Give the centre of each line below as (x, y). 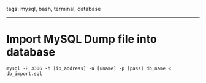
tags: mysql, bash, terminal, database (54, 9)
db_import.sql (25, 74)
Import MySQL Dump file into (82, 39)
